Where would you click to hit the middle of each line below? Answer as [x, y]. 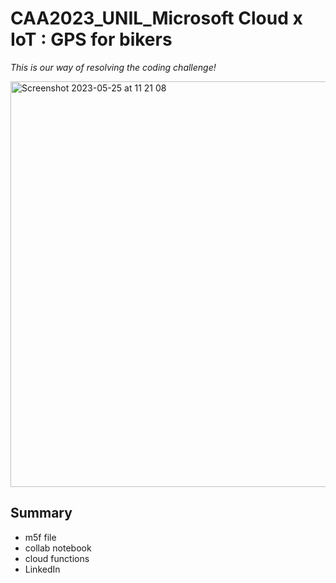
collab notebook [58, 548]
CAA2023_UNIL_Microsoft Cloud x [156, 18]
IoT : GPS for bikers [91, 39]
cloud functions [57, 558]
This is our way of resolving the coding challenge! [113, 67]
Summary [41, 513]
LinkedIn [42, 569]
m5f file [40, 537]
